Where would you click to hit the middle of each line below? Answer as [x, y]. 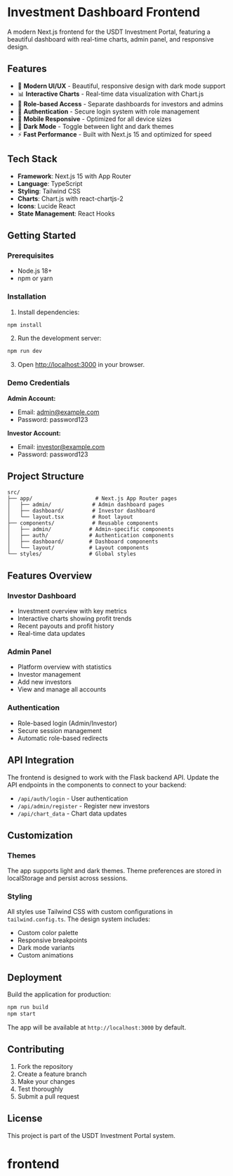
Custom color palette [48, 933]
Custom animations [45, 956]
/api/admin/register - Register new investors [83, 806]
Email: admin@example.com [58, 412]
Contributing [36, 1050]
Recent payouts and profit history [66, 626]
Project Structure [46, 476]
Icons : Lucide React [46, 206]
